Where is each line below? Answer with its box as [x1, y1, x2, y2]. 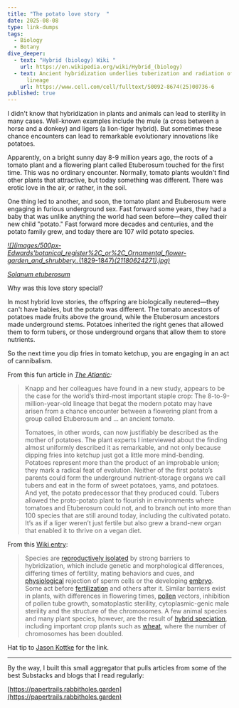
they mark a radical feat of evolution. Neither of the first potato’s [24, 466, 213, 475]
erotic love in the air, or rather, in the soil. [7, 183, 127, 192]
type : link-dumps [7, 23, 59, 31]
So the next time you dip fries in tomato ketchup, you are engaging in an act [7, 349, 230, 358]
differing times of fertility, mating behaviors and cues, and [24, 569, 195, 578]
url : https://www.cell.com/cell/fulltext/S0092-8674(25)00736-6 [20, 83, 215, 90]
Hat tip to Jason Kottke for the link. [7, 643, 109, 652]
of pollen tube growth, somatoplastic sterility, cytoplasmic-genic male [24, 599, 230, 608]
